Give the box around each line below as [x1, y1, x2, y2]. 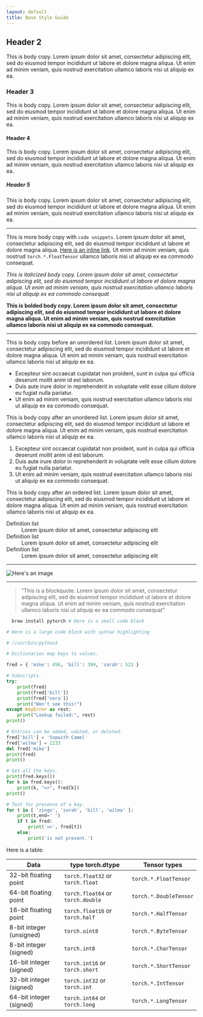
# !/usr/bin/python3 [6, 640, 59, 646]
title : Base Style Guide [6, 15, 69, 21]
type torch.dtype [70, 861, 120, 869]
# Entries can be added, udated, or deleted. [6, 729, 123, 735]
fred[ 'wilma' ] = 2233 [6, 740, 61, 746]
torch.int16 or [64, 959, 106, 967]
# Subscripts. [6, 673, 42, 679]
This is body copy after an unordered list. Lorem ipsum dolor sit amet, [6, 414, 179, 421]
